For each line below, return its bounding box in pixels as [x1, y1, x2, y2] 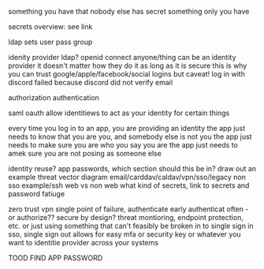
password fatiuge [8, 189, 65, 198]
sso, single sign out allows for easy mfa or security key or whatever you [8, 230, 242, 239]
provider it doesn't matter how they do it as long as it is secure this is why [8, 61, 247, 70]
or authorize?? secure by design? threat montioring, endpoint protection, [8, 213, 244, 222]
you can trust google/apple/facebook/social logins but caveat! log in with [8, 69, 246, 78]
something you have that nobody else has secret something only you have [8, 7, 250, 16]
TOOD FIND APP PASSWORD [8, 253, 103, 263]
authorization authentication [8, 93, 100, 102]
